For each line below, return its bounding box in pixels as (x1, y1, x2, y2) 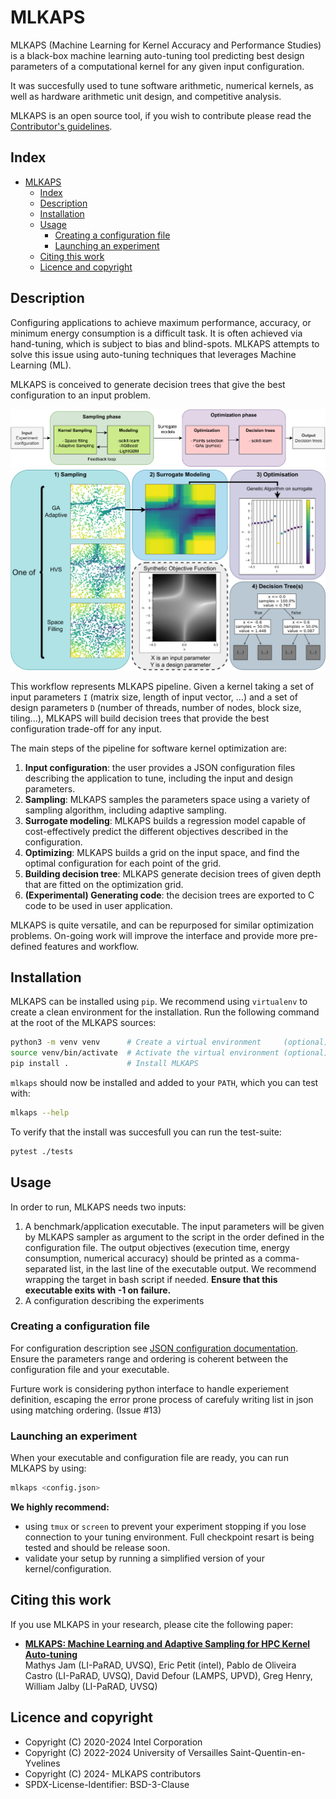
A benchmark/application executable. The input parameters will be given (24, 1220, 325, 1232)
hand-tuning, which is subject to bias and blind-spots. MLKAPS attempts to (10, 337, 320, 350)
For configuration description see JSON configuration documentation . (10, 1342, 298, 1354)
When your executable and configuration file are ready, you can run (10, 1452, 289, 1464)
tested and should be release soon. (24, 1542, 171, 1554)
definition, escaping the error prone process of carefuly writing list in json (10, 1393, 314, 1405)
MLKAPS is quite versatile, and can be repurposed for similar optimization (10, 919, 314, 931)
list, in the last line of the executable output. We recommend (69, 1262, 317, 1275)
